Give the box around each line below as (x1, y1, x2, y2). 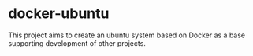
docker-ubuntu (8, 5, 110, 23)
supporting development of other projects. (8, 38, 146, 47)
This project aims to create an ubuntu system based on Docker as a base (8, 30, 246, 40)
